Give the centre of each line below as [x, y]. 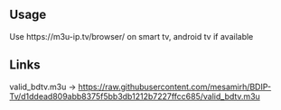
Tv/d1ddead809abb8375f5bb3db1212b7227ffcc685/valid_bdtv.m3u [135, 96]
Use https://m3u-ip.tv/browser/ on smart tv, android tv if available [131, 36]
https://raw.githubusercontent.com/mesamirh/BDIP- [175, 87]
